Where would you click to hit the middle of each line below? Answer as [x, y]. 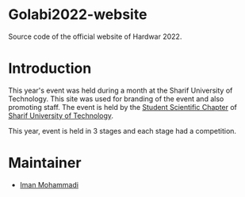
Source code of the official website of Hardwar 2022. [95, 36]
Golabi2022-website [78, 15]
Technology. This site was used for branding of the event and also [116, 98]
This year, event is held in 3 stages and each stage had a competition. [122, 131]
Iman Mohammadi [49, 184]
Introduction [50, 68]
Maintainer [45, 163]
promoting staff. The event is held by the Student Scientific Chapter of [123, 107]
